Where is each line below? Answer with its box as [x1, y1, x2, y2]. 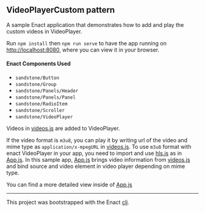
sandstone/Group [15, 81, 57, 88]
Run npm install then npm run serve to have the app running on [6, 39, 167, 47]
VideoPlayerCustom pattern [6, 5, 115, 15]
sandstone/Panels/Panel [15, 94, 76, 100]
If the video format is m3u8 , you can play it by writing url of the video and [6, 137, 188, 144]
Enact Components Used [6, 60, 71, 67]
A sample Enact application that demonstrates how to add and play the [6, 21, 184, 28]
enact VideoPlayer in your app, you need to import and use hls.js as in [6, 150, 182, 157]
